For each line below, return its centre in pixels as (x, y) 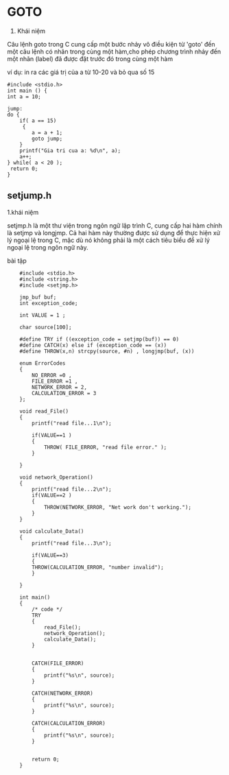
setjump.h (29, 196)
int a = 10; (24, 97)
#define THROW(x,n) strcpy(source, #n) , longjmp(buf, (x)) (107, 351)
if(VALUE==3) (50, 555)
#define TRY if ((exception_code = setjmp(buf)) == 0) (99, 339)
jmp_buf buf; (38, 297)
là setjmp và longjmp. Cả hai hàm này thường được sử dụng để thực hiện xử (114, 232)
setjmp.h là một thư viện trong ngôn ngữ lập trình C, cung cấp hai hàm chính (115, 225)
